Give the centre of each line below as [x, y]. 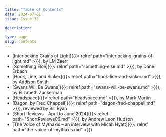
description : [19, 28]
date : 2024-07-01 [23, 14]
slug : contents [21, 42]
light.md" [22, 61]
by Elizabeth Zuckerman [37, 93]
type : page [16, 37]
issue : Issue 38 [22, 19]
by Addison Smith [30, 82]
